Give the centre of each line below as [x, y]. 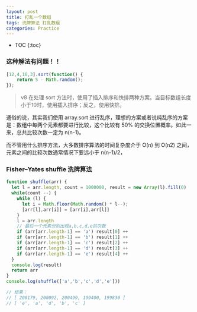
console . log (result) [37, 265]
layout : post [22, 12]
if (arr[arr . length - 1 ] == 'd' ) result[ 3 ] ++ [72, 248]
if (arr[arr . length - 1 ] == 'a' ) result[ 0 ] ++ [72, 232]
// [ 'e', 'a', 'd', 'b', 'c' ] [46, 303]
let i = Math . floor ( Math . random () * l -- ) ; [75, 204]
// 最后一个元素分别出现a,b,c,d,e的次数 [62, 226]
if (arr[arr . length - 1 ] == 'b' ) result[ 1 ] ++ [72, 237]
